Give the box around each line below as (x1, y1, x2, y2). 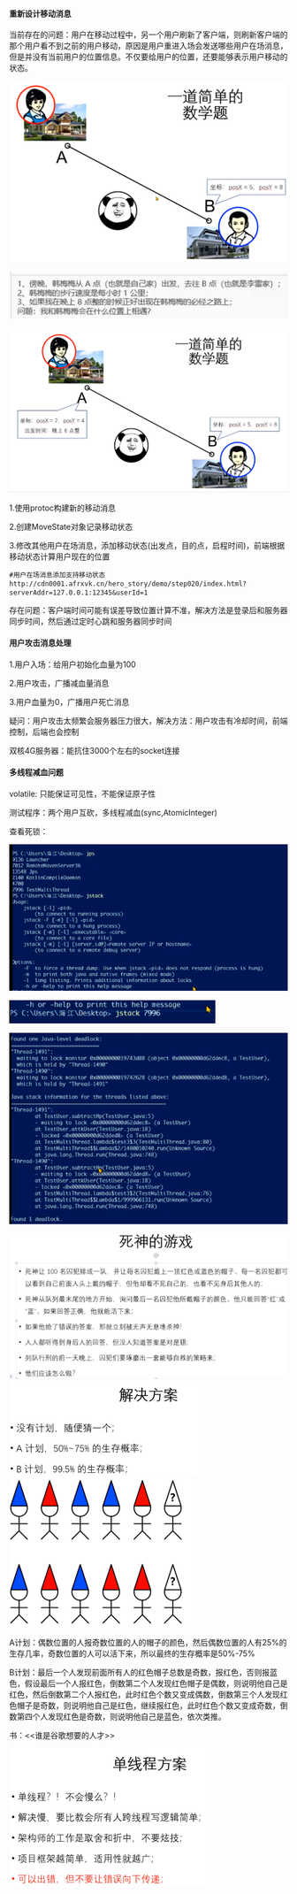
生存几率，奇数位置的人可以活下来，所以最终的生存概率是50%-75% (9, 1648, 255, 1659)
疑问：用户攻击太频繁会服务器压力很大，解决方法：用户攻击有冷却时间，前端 (9, 715, 288, 725)
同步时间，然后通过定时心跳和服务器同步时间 (9, 616, 172, 626)
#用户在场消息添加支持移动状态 (9, 571, 106, 579)
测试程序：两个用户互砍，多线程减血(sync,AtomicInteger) (9, 807, 218, 817)
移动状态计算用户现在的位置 (9, 551, 110, 562)
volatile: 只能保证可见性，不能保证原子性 (9, 788, 156, 799)
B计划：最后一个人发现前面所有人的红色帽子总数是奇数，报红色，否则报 (9, 1668, 270, 1678)
